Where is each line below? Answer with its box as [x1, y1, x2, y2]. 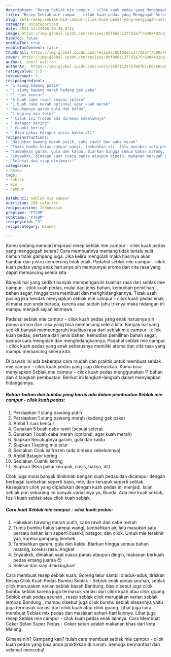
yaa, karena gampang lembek [13, 535, 76, 541]
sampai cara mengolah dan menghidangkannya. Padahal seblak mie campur [6, 338, 165, 343]
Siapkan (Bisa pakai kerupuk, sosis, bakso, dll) [13, 463, 111, 469]
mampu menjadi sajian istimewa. [6, 306, 74, 312]
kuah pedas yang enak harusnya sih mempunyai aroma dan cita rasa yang [6, 264, 161, 270]
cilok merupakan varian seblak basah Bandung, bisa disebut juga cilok [6, 583, 153, 589]
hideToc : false [6, 36, 38, 41]
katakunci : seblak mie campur [6, 196, 70, 201]
